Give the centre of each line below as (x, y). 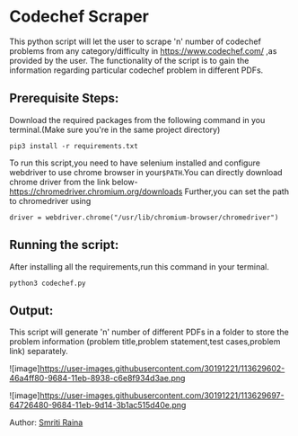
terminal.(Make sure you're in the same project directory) (115, 129)
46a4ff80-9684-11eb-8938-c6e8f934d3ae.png (97, 378)
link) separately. (39, 351)
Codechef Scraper (79, 17)
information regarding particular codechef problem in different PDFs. (136, 70)
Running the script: (64, 245)
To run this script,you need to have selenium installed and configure (135, 163)
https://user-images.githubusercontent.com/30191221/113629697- (162, 396)
